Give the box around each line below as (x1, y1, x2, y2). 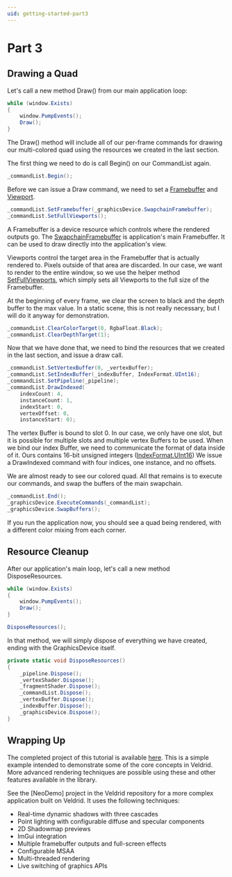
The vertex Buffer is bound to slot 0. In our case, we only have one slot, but (7, 429, 222, 437)
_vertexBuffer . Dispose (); (19, 696, 95, 703)
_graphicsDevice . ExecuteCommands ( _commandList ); (7, 499, 151, 507)
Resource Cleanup (7, 546, 89, 558)
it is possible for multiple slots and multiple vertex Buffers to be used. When (7, 436, 224, 445)
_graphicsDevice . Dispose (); (19, 709, 101, 716)
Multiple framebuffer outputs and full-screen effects (17, 839, 167, 848)
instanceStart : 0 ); (19, 416, 76, 423)
